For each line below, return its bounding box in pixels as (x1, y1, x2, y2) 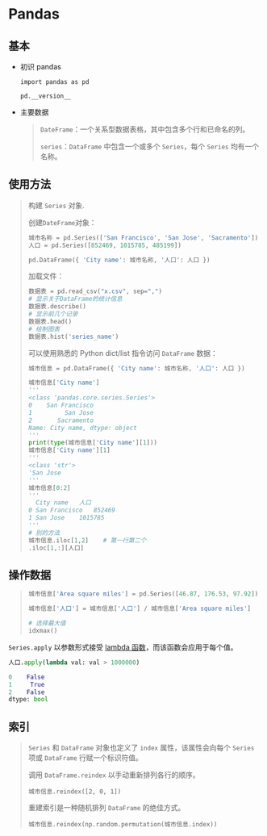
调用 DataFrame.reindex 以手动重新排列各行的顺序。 (27, 770, 200, 780)
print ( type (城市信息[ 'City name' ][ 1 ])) (27, 439, 158, 447)
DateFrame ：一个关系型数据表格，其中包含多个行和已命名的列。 (40, 124, 250, 134)
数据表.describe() (27, 303, 87, 311)
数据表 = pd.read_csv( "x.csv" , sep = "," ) (27, 287, 163, 295)
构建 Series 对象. (27, 200, 85, 210)
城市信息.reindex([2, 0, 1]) (27, 788, 122, 796)
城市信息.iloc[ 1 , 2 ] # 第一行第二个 (27, 536, 147, 545)
